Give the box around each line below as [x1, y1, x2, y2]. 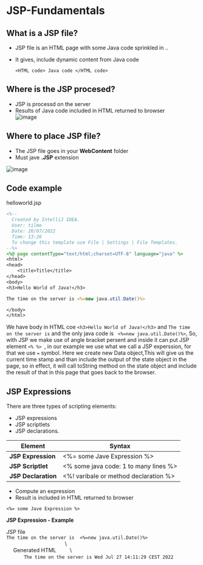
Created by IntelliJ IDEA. [12, 217, 80, 223]
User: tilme [12, 222, 43, 229]
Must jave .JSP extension [15, 154, 79, 161]
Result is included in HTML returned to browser [15, 494, 134, 502]
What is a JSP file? [6, 28, 78, 38]
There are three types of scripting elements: [6, 403, 117, 410]
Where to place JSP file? [6, 131, 101, 141]
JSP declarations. [15, 427, 60, 435]
